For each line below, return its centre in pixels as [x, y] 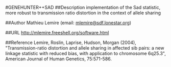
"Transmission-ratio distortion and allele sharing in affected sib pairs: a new [85, 48]
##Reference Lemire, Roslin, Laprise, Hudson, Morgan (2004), [71, 42]
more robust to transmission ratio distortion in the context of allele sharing [83, 13]
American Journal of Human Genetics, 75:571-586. [59, 59]
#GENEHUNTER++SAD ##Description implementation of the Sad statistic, [83, 7]
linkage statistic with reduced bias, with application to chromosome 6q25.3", [86, 53]
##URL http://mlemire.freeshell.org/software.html [57, 32]
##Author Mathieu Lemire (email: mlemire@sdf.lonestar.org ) [68, 23]
